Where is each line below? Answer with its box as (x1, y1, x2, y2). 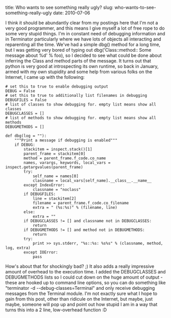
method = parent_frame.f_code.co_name (23, 156, 106, 161)
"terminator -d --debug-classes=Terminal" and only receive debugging (5, 285, 155, 291)
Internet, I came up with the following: (5, 74, 85, 80)
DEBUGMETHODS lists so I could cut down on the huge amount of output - (5, 274, 163, 280)
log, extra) (5, 245, 31, 250)
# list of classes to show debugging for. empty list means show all (5, 102, 157, 107)
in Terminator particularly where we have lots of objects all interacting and (5, 36, 162, 42)
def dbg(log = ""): (5, 133, 47, 138)
